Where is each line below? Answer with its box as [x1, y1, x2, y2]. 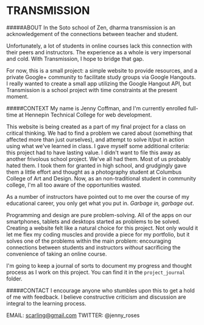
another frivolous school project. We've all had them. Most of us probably [6, 155, 191, 162]
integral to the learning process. [6, 299, 86, 307]
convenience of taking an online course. [6, 250, 107, 257]
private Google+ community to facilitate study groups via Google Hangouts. [6, 73, 196, 80]
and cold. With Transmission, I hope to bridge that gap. [6, 55, 144, 62]
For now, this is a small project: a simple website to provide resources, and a [6, 66, 198, 74]
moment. [6, 93, 29, 100]
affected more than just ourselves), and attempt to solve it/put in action [6, 135, 185, 143]
